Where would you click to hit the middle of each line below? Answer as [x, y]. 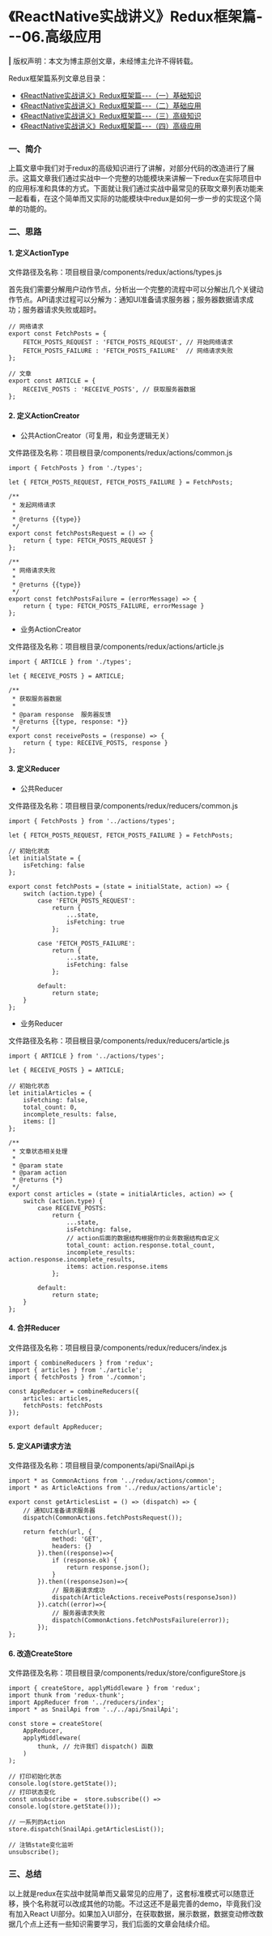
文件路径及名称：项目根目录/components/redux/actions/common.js [121, 452]
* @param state [37, 1166]
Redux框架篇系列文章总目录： [58, 78]
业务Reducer [41, 1023]
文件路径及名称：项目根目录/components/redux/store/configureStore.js [127, 1673]
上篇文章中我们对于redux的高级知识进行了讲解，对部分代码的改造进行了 [128, 168]
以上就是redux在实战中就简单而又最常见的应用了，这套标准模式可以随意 [128, 1893]
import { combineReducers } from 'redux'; [81, 1363]
